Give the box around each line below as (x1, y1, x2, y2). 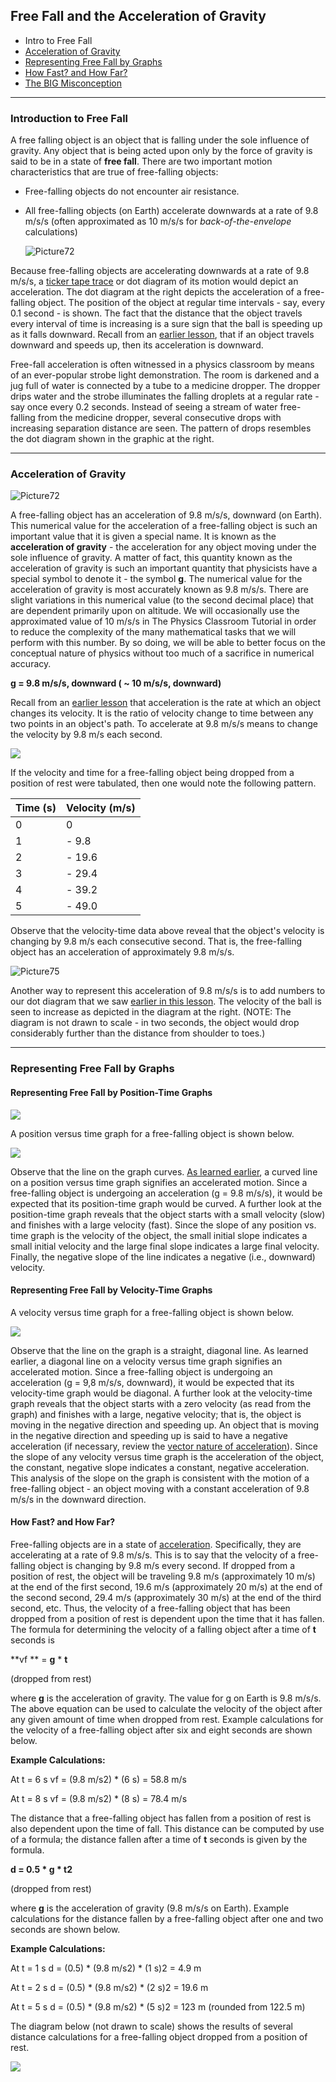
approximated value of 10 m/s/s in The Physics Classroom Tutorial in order (10, 615, 317, 628)
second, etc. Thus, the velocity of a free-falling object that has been (10, 1602, 291, 1614)
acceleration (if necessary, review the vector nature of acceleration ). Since (10, 1440, 318, 1452)
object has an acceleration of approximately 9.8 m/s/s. (10, 946, 235, 958)
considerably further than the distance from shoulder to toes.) (10, 1027, 266, 1039)
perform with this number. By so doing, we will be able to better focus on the (10, 637, 326, 649)
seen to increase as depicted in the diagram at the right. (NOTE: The (10, 1006, 292, 1018)
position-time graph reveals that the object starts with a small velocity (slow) (10, 1208, 326, 1220)
